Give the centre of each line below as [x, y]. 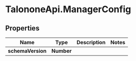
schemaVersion [27, 51]
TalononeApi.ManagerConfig [68, 9]
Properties [22, 28]
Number [62, 51]
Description [91, 42]
